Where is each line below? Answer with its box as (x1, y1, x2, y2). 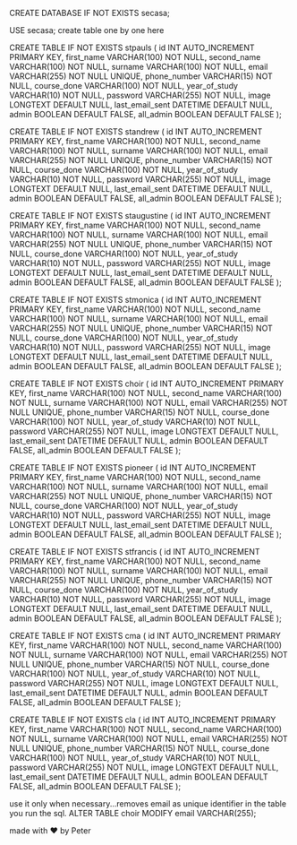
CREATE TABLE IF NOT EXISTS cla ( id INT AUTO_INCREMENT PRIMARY (9, 714, 276, 725)
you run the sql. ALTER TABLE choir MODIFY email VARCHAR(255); (9, 808, 257, 818)
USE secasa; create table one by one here (9, 25, 165, 35)
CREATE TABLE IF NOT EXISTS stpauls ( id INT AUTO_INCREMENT (9, 42, 255, 53)
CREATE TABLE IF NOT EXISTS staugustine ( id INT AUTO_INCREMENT (9, 211, 271, 220)
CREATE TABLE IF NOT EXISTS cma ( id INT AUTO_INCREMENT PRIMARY (9, 631, 282, 641)
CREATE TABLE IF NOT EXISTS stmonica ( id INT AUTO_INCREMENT (9, 295, 262, 305)
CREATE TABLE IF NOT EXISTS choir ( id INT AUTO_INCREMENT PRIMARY (9, 378, 284, 389)
